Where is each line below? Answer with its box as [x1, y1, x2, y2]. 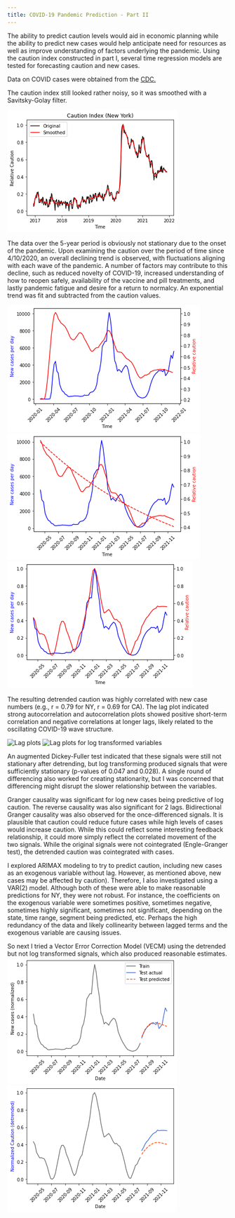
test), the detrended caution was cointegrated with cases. [7, 848, 175, 856]
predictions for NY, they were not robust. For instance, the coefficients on [7, 891, 220, 899]
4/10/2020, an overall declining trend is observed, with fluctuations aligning [7, 253, 226, 262]
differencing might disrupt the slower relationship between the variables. [7, 782, 217, 790]
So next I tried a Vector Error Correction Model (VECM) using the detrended [7, 942, 227, 950]
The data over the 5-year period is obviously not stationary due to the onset [7, 239, 227, 247]
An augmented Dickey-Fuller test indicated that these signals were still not [7, 751, 222, 761]
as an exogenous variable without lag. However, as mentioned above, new [7, 869, 222, 877]
